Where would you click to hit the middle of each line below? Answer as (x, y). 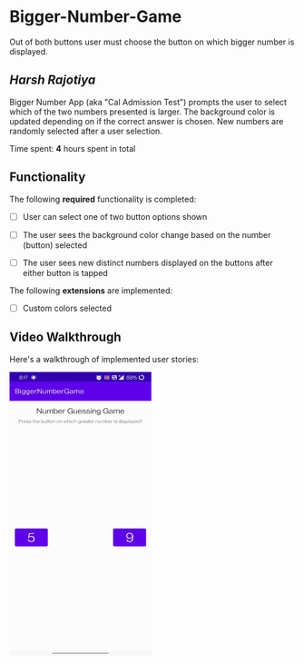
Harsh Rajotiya (53, 80)
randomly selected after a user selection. (86, 131)
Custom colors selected (67, 308)
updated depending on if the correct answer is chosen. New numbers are (147, 121)
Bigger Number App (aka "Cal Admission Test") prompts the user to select (148, 102)
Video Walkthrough (65, 337)
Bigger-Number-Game (96, 17)
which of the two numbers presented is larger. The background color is (142, 112)
